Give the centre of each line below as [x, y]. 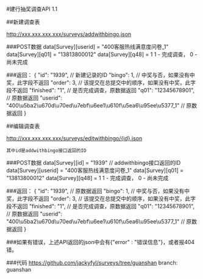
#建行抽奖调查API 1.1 [32, 9]
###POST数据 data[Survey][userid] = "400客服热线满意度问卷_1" [87, 47]
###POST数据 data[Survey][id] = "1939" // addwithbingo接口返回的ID [94, 163]
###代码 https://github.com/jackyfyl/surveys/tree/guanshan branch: [92, 263]
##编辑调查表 [23, 126]
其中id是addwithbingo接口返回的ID [46, 151]
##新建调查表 [23, 22]
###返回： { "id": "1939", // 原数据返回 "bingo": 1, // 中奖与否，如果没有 [95, 191]
